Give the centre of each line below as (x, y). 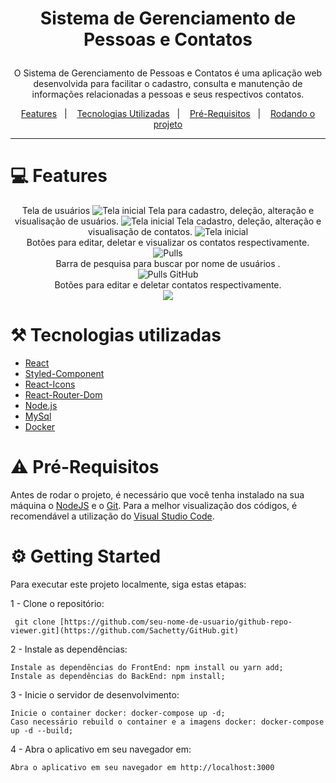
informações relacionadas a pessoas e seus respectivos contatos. (168, 94)
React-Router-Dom (63, 395)
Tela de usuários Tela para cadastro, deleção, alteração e (168, 211)
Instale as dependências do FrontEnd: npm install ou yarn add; (147, 667)
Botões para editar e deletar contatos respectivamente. (168, 285)
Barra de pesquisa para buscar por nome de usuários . (168, 264)
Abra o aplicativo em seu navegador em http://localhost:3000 (142, 767)
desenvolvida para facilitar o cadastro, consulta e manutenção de (168, 84)
